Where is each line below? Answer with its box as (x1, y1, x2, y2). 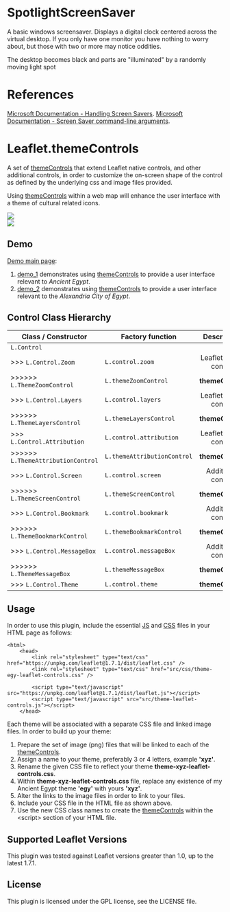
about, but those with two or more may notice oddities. (7, 42, 162, 50)
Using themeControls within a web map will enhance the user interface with (7, 191, 220, 200)
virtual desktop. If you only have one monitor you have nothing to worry (7, 34, 209, 43)
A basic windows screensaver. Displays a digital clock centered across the (7, 27, 218, 36)
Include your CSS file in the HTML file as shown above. (16, 799, 172, 808)
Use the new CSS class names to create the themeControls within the (16, 806, 214, 814)
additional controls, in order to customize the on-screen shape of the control (7, 170, 222, 179)
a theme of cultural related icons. (7, 198, 101, 207)
